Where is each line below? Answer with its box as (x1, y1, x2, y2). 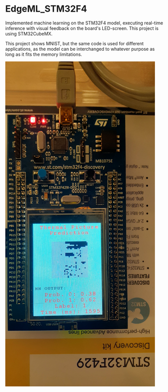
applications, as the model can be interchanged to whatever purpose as (5, 46, 155, 52)
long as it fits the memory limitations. (5, 51, 82, 57)
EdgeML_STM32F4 (5, 3, 88, 15)
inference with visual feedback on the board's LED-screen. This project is (5, 25, 159, 31)
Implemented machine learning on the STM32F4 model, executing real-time (5, 20, 163, 26)
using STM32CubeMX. (5, 30, 53, 37)
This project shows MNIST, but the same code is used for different (5, 40, 144, 46)
